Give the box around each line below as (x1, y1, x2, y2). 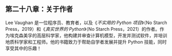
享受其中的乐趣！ (5, 45, 42, 51)
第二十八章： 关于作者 (5, 5, 73, 14)
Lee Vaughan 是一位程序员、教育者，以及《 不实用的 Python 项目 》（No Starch (5, 20, 167, 26)
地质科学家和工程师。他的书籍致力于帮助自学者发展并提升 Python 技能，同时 (5, 39, 167, 45)
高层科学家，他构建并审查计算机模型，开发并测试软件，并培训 (36, 32, 167, 39)
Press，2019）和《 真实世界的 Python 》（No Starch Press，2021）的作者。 (5, 26, 160, 32)
